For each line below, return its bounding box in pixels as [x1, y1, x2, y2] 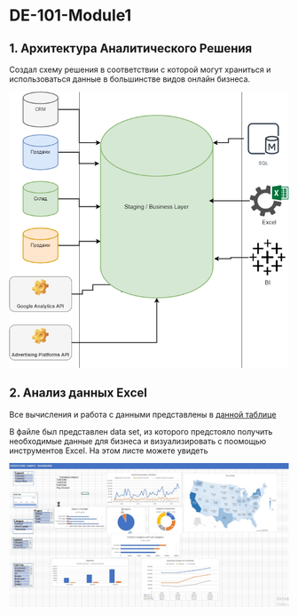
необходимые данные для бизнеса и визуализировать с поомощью [9, 435, 267, 446]
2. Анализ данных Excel [9, 386, 148, 401]
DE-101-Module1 [9, 5, 132, 26]
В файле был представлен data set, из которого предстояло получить [9, 426, 273, 436]
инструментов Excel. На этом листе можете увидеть [9, 445, 208, 456]
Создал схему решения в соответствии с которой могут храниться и [9, 64, 271, 75]
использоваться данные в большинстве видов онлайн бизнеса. [9, 74, 251, 84]
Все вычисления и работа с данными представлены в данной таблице [9, 409, 277, 419]
